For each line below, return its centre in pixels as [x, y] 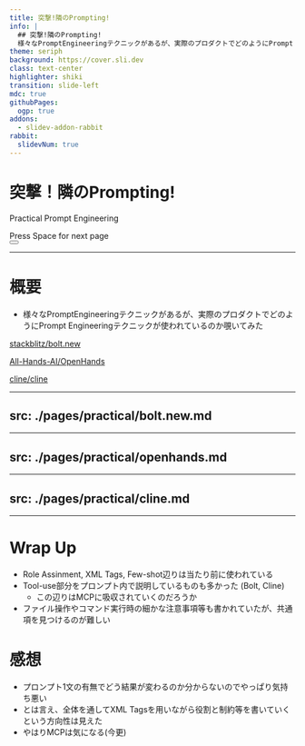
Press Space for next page [59, 235]
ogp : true [36, 111]
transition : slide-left [54, 85]
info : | [24, 26]
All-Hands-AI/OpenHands [58, 361]
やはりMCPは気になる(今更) [74, 731]
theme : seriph [36, 52]
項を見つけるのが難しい [66, 620]
